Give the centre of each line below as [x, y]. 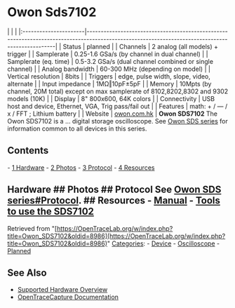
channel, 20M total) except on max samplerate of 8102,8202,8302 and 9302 [118, 91]
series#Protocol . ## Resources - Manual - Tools [114, 201]
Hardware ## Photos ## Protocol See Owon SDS [114, 190]
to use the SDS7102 [51, 212]
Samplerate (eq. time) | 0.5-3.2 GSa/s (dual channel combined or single [110, 61]
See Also [27, 273]
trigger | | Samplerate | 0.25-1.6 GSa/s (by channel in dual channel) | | [108, 54]
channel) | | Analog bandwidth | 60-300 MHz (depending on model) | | [109, 69]
